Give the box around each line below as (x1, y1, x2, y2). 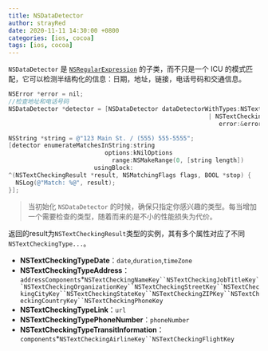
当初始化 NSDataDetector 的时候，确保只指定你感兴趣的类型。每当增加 (27, 201, 257, 211)
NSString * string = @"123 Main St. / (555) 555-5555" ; (8, 134, 195, 142)
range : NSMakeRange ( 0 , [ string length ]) (111, 156, 245, 164)
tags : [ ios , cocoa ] (8, 41, 73, 49)
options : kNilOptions (104, 149, 173, 157)
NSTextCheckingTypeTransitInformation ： (19, 325, 164, 334)
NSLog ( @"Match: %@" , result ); (15, 179, 116, 187)
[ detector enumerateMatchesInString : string (8, 141, 156, 150)
